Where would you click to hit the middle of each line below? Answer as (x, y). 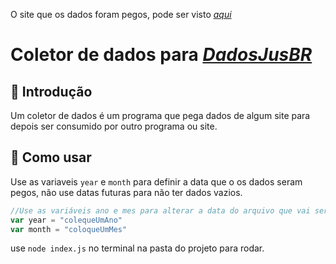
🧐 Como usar (51, 157)
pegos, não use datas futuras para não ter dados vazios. (126, 192)
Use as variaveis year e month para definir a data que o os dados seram (156, 181)
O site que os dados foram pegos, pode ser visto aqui (121, 14)
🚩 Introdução (51, 91)
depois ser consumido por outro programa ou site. (114, 126)
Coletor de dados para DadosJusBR (161, 55)
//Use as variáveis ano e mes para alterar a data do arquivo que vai (160, 210)
